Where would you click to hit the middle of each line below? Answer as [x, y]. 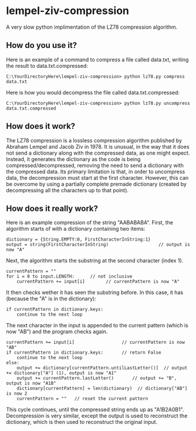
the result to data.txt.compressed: [47, 66]
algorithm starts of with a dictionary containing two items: [76, 229]
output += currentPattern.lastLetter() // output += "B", [97, 378]
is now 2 [17, 394]
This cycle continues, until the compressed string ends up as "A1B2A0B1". [95, 410]
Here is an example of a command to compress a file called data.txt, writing [97, 59]
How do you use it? [42, 45]
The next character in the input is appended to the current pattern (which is [97, 326]
